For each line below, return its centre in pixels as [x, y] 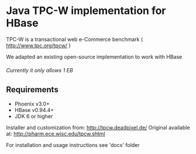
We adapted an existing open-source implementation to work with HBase [94, 57]
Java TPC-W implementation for [86, 11]
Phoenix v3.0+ [32, 104]
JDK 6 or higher [34, 116]
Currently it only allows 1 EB [39, 70]
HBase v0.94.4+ [34, 110]
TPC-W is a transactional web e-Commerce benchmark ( [75, 39]
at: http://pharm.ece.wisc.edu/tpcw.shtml [56, 134]
